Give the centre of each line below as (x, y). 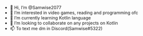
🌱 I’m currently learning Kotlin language (50, 18)
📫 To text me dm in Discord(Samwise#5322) (56, 28)
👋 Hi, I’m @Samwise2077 (36, 8)
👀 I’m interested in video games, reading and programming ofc (74, 13)
